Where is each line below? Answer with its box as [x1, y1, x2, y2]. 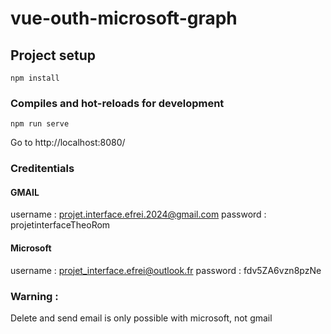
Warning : [10, 289, 59, 303]
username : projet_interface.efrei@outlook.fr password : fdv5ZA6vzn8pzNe [10, 264, 322, 276]
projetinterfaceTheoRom [10, 219, 111, 231]
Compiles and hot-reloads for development [10, 96, 225, 110]
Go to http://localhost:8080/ [10, 137, 126, 149]
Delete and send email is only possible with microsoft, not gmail [10, 312, 273, 324]
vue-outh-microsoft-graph [10, 7, 238, 30]
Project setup [10, 47, 97, 64]
